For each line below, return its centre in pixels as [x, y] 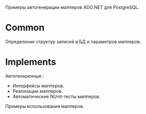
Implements [31, 62]
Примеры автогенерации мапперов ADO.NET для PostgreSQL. [72, 7]
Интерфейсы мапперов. [38, 86]
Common [25, 28]
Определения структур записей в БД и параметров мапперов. [73, 41]
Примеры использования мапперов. [45, 106]
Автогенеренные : [25, 76]
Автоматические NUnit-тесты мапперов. [56, 96]
